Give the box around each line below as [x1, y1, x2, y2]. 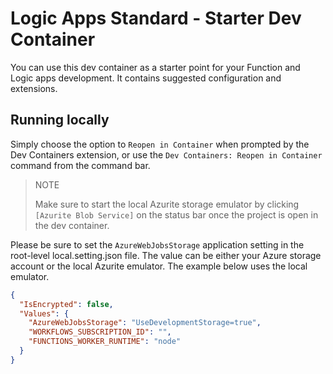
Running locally [10, 112, 110, 129]
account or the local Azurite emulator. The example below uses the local [10, 260, 308, 272]
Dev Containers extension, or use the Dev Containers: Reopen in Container [10, 148, 323, 161]
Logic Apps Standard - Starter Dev [10, 7, 302, 30]
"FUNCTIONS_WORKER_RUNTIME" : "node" [28, 337, 182, 347]
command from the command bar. [10, 159, 151, 171]
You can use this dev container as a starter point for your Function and [10, 61, 301, 73]
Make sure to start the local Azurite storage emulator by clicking [34, 198, 300, 210]
